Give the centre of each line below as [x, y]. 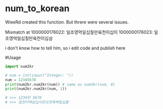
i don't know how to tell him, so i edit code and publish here [65, 48]
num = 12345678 [21, 80]
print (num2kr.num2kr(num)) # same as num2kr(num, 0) [60, 84]
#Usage [13, 57]
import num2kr [20, 66]
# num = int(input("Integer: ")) [39, 75]
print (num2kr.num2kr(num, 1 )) [36, 89]
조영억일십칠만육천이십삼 [29, 38]
